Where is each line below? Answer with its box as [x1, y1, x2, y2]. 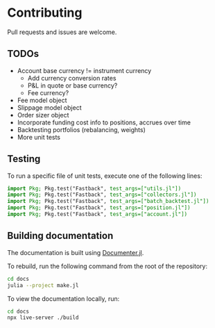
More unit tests [17, 133, 61, 141]
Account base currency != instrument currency [17, 66, 152, 74]
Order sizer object [17, 110, 69, 119]
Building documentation [7, 230, 114, 242]
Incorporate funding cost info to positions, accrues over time [17, 118, 191, 126]
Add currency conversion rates [27, 74, 117, 82]
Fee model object [17, 96, 67, 104]
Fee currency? [27, 88, 69, 97]
